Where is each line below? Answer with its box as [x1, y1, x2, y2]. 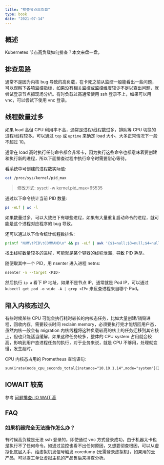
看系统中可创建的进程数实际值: [5, 165, 67, 171]
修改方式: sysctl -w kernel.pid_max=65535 [17, 185, 103, 191]
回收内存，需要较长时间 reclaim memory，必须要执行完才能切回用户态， [13, 322, 159, 327]
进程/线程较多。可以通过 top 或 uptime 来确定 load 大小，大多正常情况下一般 [5, 133, 158, 139]
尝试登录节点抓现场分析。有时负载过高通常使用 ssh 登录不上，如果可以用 [5, 91, 151, 97]
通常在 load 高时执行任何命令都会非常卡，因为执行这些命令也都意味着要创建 [5, 149, 158, 155]
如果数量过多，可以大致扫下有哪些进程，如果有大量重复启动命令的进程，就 [5, 214, 155, 220]
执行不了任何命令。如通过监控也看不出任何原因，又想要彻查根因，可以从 [9, 443, 155, 448]
